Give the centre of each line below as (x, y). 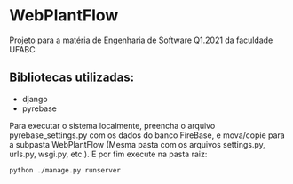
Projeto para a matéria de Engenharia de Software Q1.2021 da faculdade (141, 40)
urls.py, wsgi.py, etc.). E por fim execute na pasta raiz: (108, 154)
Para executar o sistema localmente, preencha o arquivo (112, 125)
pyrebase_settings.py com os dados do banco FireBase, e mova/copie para (147, 135)
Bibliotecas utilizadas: (72, 78)
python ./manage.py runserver (65, 170)
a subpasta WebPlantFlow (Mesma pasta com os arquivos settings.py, (138, 144)
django (35, 99)
